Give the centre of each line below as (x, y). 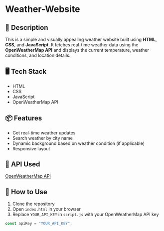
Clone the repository (33, 204)
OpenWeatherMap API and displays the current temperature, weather (77, 50)
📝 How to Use (26, 192)
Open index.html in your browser (47, 209)
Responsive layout (31, 148)
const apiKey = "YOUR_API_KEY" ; (39, 224)
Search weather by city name (43, 138)
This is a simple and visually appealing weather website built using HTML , (81, 39)
